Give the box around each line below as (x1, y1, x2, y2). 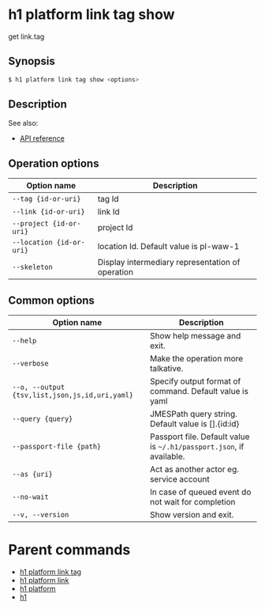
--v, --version (12, 510, 69, 520)
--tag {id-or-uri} (12, 195, 81, 203)
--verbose (12, 359, 49, 369)
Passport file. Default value (149, 431, 250, 442)
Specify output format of (149, 376, 241, 387)
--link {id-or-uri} (12, 207, 85, 217)
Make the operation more (149, 354, 244, 365)
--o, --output (12, 383, 65, 392)
